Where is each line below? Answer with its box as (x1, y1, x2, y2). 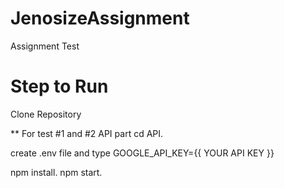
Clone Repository (10, 108, 82, 120)
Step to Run (10, 75, 109, 98)
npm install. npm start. (10, 166, 103, 178)
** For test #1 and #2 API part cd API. (10, 127, 164, 139)
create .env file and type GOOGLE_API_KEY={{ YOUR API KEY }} (10, 147, 275, 159)
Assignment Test (10, 40, 80, 52)
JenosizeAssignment (10, 7, 190, 30)
